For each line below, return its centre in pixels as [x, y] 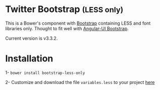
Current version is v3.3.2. [32, 38]
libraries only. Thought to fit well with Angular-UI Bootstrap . [67, 28]
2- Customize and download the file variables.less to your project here [80, 82]
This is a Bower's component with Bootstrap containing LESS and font [78, 23]
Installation [29, 59]
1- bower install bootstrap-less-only [45, 72]
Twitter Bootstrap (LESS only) [64, 9]
